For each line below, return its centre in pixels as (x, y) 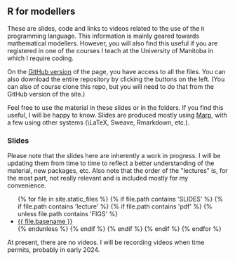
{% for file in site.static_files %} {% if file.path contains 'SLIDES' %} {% (120, 199)
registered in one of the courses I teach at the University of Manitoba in (110, 50)
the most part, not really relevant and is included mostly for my (98, 178)
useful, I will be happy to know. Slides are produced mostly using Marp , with (117, 115)
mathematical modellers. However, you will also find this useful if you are (113, 43)
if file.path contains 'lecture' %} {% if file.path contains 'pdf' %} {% (115, 206)
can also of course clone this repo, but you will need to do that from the (110, 86)
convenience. (27, 185)
